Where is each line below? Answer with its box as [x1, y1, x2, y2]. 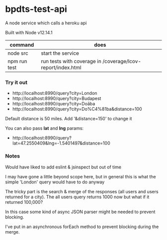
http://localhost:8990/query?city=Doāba [12, 101, 95, 107]
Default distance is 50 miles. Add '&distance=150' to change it [5, 116, 132, 122]
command [9, 41, 34, 48]
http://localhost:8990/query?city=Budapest [12, 95, 101, 101]
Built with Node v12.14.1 [5, 29, 53, 35]
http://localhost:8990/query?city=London [12, 90, 97, 96]
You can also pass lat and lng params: [5, 125, 83, 131]
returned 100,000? [5, 199, 43, 205]
